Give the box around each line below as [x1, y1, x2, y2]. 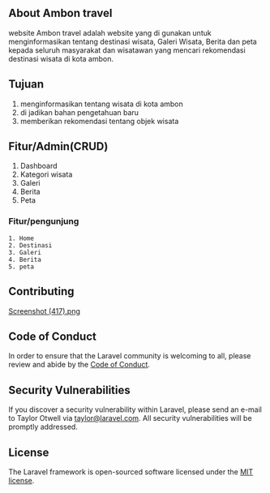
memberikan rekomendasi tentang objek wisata [19, 116, 179, 126]
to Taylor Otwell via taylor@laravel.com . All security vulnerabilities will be [8, 414, 253, 423]
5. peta [8, 263, 35, 271]
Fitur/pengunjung [8, 216, 79, 227]
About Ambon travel [8, 6, 113, 20]
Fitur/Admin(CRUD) [8, 139, 109, 153]
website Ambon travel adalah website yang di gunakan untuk [8, 28, 212, 37]
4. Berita [8, 255, 42, 264]
